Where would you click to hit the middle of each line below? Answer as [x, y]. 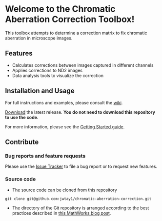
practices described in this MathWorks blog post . [61, 213]
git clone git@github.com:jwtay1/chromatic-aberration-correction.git [78, 199]
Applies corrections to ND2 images [47, 70]
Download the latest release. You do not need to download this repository [80, 112]
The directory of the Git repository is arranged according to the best [81, 208]
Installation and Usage [40, 91]
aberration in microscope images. [39, 38]
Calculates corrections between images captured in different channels [83, 65]
